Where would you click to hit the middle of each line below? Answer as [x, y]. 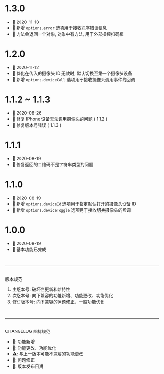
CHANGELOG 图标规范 [28, 331]
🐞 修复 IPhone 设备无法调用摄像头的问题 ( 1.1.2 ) [60, 119]
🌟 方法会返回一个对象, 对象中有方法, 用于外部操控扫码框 [68, 34]
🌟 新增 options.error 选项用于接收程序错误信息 [60, 28]
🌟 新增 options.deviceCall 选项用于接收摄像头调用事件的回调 [73, 79]
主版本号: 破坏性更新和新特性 [41, 289]
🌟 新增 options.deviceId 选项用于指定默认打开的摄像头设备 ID [74, 204]
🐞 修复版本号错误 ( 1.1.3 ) [37, 125]
